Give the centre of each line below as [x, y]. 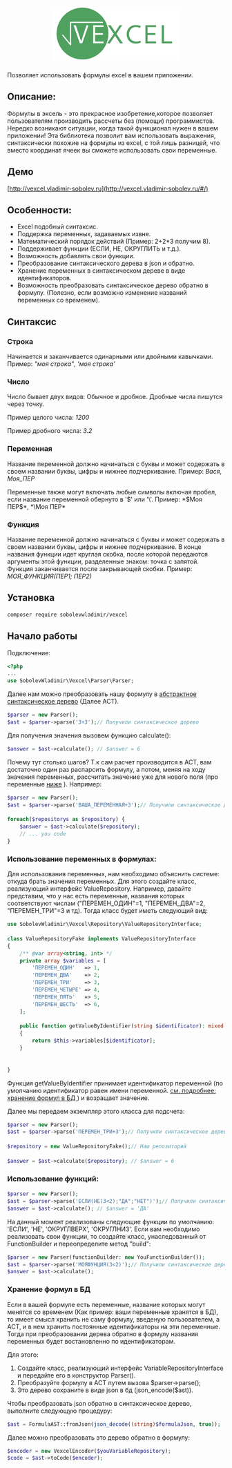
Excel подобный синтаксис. [57, 226]
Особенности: [39, 210]
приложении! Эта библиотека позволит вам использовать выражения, [112, 135]
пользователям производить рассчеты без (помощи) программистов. [111, 121]
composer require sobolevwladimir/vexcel [68, 615]
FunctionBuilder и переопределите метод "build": [79, 1244]
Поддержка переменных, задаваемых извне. [84, 234]
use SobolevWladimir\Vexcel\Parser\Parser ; [71, 681]
